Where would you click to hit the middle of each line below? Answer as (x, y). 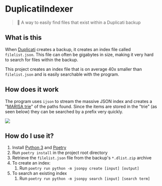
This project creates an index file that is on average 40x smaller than (73, 69)
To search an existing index (39, 173)
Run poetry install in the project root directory (60, 153)
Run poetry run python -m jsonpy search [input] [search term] (85, 179)
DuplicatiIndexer (39, 9)
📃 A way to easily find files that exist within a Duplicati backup (79, 22)
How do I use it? (30, 136)
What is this (24, 38)
